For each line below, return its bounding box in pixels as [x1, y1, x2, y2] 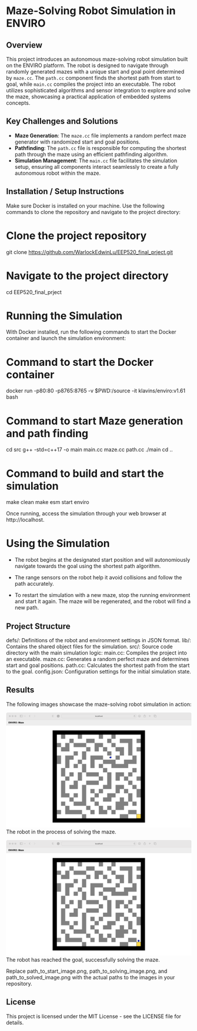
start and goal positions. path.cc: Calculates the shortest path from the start [6, 662, 190, 669]
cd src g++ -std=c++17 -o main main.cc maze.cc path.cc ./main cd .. [6, 446, 173, 453]
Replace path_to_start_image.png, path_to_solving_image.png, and [6, 967, 168, 975]
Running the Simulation [6, 309, 123, 322]
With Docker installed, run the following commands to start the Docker [6, 328, 176, 336]
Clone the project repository [6, 229, 147, 242]
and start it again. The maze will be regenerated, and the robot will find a [14, 598, 191, 605]
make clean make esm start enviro [6, 499, 89, 506]
